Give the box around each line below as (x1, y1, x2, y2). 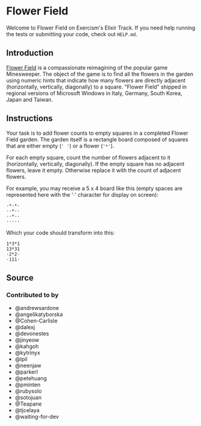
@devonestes (14, 330, 49, 338)
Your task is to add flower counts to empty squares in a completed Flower (6, 129, 189, 137)
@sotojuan (14, 394, 42, 401)
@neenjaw (14, 362, 41, 369)
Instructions (6, 113, 53, 124)
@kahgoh (14, 343, 39, 350)
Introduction (6, 48, 54, 58)
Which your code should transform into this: (6, 229, 115, 236)
